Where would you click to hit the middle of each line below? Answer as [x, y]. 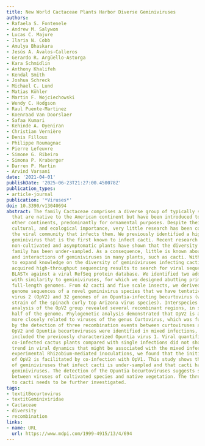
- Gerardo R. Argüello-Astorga [46, 58]
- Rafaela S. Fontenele [37, 23]
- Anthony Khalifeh [31, 69]
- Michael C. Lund [30, 86]
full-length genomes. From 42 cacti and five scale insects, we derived [106, 285]
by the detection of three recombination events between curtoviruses [103, 325]
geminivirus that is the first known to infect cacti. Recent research [105, 240]
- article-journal [30, 194]
